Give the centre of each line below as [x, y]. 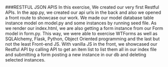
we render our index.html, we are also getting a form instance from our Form [84, 28]
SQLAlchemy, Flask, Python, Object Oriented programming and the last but [82, 39]
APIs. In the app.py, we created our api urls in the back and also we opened [83, 12]
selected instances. [25, 60]
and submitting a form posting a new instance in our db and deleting [76, 55]
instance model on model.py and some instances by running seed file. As [81, 23]
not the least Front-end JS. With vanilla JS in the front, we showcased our [81, 44]
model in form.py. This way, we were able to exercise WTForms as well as [81, 33]
